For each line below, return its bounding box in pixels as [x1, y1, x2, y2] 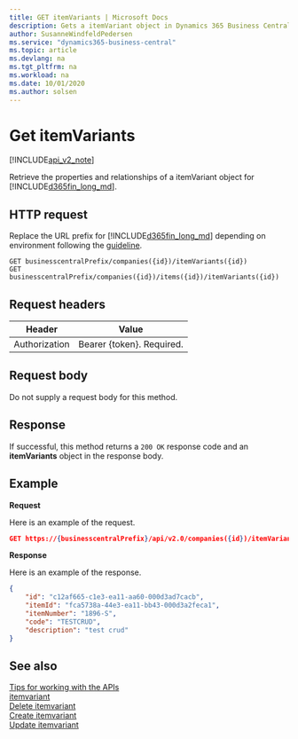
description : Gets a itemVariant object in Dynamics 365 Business [9, 21, 260, 30]
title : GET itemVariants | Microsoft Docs [9, 12, 169, 22]
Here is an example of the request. [9, 516, 136, 528]
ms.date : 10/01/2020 [9, 79, 86, 88]
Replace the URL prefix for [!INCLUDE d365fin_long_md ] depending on [9, 231, 266, 241]
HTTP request [9, 207, 89, 222]
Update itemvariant [9, 719, 80, 730]
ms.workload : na [9, 71, 69, 80]
